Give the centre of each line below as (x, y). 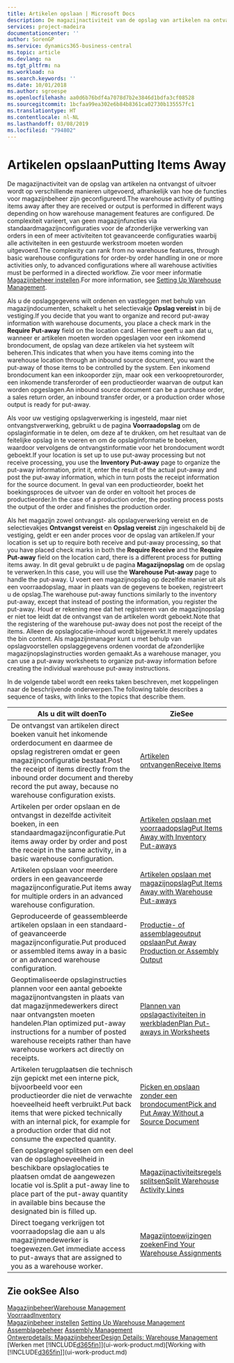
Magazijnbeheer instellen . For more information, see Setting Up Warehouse (114, 280)
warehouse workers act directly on (68, 1050)
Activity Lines (162, 1190)
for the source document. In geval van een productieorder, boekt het (106, 485)
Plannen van (161, 1006)
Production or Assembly (180, 951)
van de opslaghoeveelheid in (57, 1159)
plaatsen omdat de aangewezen (63, 1176)
